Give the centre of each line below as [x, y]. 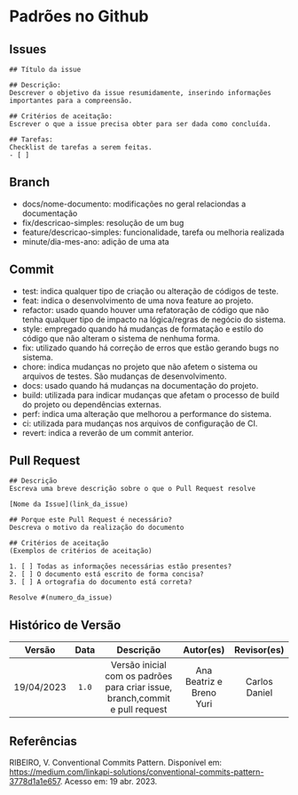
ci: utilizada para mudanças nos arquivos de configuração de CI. [140, 423]
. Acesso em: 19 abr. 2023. [109, 782]
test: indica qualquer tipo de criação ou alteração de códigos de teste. [150, 291]
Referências [43, 741]
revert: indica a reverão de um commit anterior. [108, 432]
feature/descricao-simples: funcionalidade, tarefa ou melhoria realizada [153, 232]
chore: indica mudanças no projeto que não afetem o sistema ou [140, 366]
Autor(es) [204, 650]
